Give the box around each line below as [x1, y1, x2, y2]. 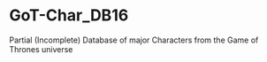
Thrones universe [9, 43, 73, 54]
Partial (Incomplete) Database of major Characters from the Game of [9, 35, 259, 45]
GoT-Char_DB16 [9, 5, 129, 26]
